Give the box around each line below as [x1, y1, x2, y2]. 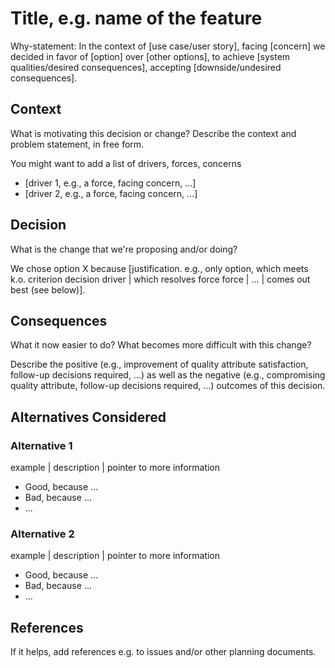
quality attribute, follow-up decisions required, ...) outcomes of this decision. [10, 380, 326, 392]
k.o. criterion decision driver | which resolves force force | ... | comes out [10, 273, 311, 285]
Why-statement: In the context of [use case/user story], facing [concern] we [10, 40, 326, 52]
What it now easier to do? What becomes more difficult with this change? [10, 339, 312, 351]
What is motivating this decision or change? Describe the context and [10, 127, 297, 139]
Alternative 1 [10, 438, 73, 452]
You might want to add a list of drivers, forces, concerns [10, 157, 242, 169]
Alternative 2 [10, 527, 75, 541]
